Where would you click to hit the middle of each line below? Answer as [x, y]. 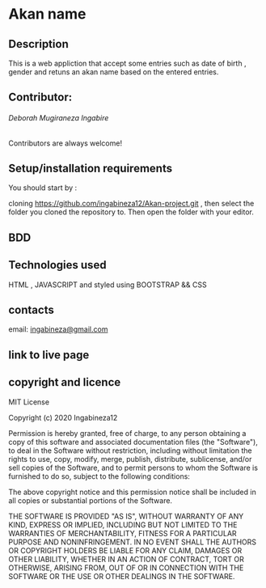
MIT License [29, 402]
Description [38, 44]
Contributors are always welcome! [65, 143]
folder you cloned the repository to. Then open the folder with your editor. [131, 212]
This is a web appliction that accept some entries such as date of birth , [127, 63]
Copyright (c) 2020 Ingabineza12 [63, 417]
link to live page [49, 355]
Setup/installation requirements [90, 168]
